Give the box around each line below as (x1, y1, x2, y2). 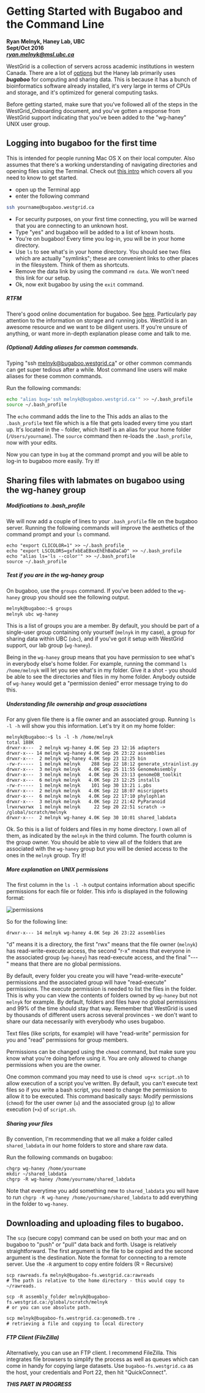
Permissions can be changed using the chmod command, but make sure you (6, 1048, 196, 1056)
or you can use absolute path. (12, 1305, 92, 1311)
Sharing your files (6, 1120, 53, 1127)
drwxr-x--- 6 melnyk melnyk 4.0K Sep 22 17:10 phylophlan (6, 794, 166, 800)
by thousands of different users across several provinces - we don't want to (6, 1012, 198, 1019)
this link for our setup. (15, 274, 71, 281)
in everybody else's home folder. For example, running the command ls (6, 660, 187, 668)
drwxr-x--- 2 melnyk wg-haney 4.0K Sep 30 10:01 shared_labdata (6, 815, 176, 821)
